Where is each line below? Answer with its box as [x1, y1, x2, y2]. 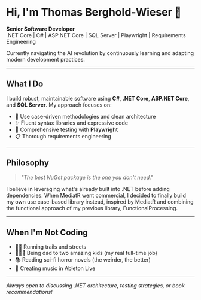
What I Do [6, 79, 44, 89]
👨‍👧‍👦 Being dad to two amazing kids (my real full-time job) [14, 250, 157, 257]
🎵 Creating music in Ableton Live [14, 265, 96, 272]
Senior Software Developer [6, 25, 75, 32]
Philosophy [6, 158, 50, 168]
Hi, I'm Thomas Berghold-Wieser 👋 [6, 5, 182, 19]
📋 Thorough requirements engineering [14, 132, 112, 140]
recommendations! [6, 289, 53, 296]
